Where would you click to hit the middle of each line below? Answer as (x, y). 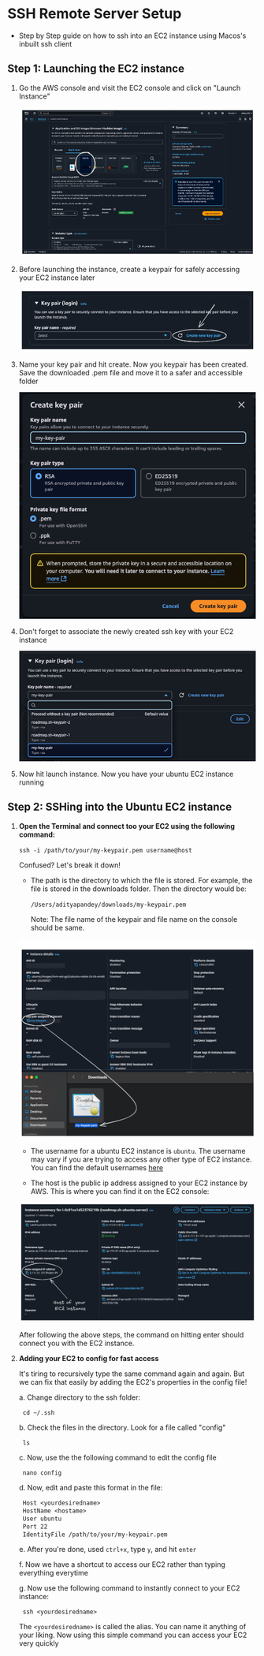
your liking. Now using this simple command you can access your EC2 (133, 1635)
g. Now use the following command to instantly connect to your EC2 (129, 1588)
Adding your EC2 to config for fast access (89, 1358)
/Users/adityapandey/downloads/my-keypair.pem (108, 904)
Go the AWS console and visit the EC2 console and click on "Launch (130, 88)
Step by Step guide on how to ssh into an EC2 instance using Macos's (132, 35)
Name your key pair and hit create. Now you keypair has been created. (134, 364)
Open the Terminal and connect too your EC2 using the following (127, 826)
